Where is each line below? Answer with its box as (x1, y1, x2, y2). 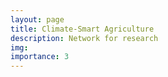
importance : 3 (10, 52, 70, 62)
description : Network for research (10, 33, 159, 43)
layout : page (10, 14, 65, 25)
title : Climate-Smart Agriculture (10, 24, 155, 34)
